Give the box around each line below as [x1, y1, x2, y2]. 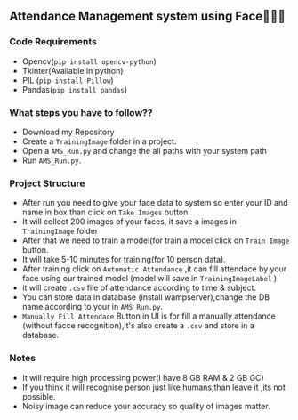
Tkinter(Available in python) [21, 65, 124, 76]
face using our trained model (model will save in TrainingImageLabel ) [21, 273, 278, 284]
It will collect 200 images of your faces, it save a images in [21, 216, 238, 227]
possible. [21, 391, 56, 401]
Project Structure [9, 177, 85, 190]
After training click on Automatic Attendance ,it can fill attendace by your [21, 263, 287, 274]
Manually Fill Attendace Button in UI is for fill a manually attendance [21, 311, 276, 321]
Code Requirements [9, 36, 98, 48]
